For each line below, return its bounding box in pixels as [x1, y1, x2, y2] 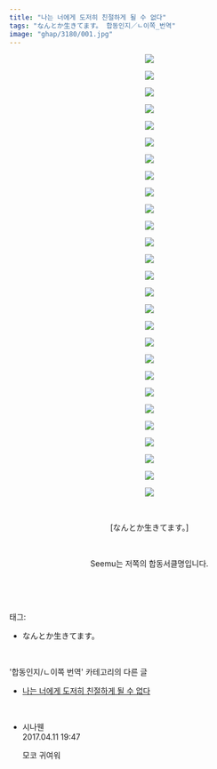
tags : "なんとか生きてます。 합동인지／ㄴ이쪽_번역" [9, 21, 176, 30]
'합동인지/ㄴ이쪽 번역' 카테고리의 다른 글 [9, 667, 149, 677]
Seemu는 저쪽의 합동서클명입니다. [90, 558, 209, 569]
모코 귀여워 [21, 750, 61, 761]
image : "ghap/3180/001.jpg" [9, 29, 114, 38]
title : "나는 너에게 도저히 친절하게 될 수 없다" [9, 12, 167, 22]
